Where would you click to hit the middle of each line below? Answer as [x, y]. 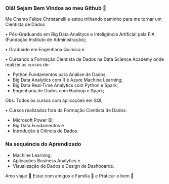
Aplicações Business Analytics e [46, 160]
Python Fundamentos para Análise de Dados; [60, 75]
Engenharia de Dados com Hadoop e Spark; [58, 91]
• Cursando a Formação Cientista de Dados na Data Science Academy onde [85, 59]
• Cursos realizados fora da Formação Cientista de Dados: [66, 111]
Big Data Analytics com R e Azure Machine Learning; [68, 80]
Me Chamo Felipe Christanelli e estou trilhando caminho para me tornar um [83, 19]
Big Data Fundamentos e [38, 126]
